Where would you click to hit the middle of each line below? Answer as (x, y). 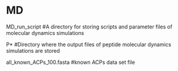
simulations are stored (33, 50)
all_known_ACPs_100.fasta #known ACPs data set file (71, 62)
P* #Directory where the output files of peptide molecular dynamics (89, 44)
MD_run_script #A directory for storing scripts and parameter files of (89, 27)
